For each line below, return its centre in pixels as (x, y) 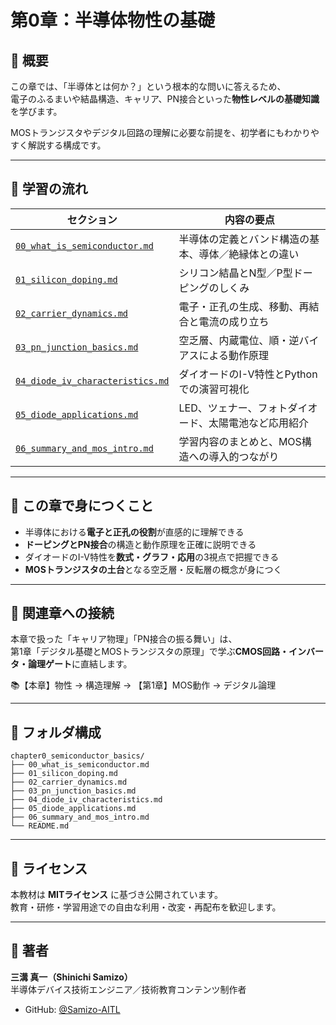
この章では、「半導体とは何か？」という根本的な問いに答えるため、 (148, 86)
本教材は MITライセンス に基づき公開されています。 (117, 895)
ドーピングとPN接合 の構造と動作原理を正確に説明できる (140, 544)
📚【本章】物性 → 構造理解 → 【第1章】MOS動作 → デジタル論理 (143, 685)
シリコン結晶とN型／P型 (235, 273)
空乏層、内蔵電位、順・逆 (239, 340)
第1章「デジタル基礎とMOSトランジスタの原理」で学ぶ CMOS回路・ (150, 652)
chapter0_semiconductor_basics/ (77, 756)
